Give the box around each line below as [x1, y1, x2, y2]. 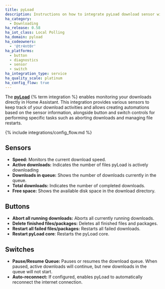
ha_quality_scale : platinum [5, 76, 63, 81]
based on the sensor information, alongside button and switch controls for [5, 109, 155, 116]
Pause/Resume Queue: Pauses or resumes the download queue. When [12, 259, 157, 264]
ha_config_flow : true [5, 80, 50, 85]
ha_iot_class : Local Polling [5, 30, 65, 35]
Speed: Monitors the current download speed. [12, 157, 107, 163]
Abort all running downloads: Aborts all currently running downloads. [12, 215, 155, 221]
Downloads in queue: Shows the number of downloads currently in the [12, 173, 157, 178]
